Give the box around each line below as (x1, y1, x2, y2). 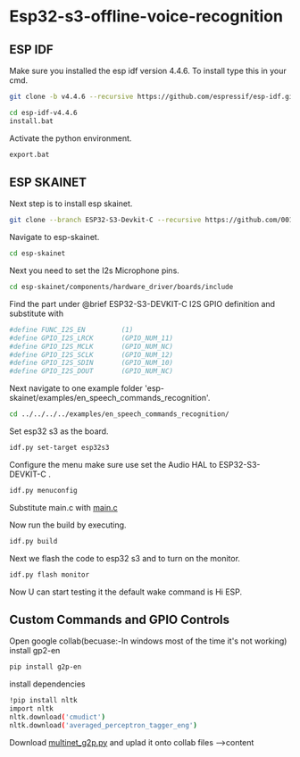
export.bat (9, 150, 50, 159)
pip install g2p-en (9, 662, 82, 671)
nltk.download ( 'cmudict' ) (9, 712, 105, 721)
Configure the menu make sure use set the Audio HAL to (9, 459, 217, 470)
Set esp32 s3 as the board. (9, 426, 109, 437)
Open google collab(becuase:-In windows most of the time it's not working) (9, 636, 287, 646)
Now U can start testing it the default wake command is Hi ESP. (9, 586, 243, 597)
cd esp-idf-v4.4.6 (9, 108, 78, 117)
